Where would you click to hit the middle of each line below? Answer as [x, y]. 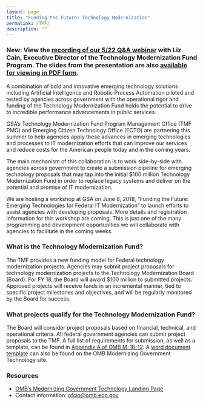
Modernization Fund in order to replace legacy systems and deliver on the [98, 180]
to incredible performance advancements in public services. [81, 112]
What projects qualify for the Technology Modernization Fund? [101, 315]
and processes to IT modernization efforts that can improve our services [97, 143]
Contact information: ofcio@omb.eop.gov [67, 395]
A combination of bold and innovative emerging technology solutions [92, 86]
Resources [22, 376]
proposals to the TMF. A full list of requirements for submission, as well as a [101, 341]
